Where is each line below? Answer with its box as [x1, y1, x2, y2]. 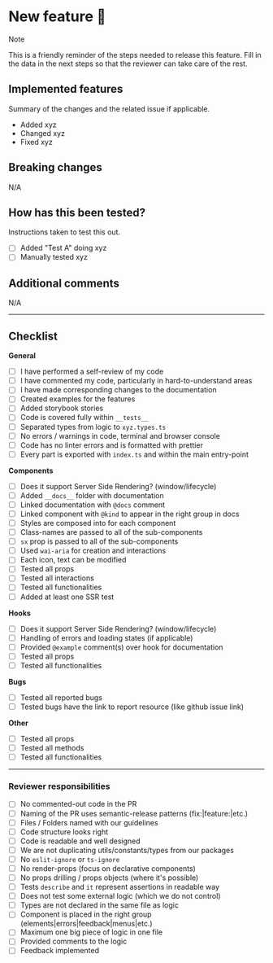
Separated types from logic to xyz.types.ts [19, 422, 167, 431]
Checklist [8, 329, 58, 343]
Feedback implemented [19, 946, 100, 956]
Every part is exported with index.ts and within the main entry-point [19, 449, 249, 459]
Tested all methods [19, 743, 84, 753]
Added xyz [19, 120, 57, 129]
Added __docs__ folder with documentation [19, 490, 164, 500]
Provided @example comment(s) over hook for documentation [19, 642, 223, 652]
